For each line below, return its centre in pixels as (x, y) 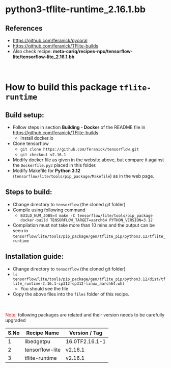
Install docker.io (37, 138)
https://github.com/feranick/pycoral (50, 40)
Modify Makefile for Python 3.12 (46, 170)
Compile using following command (49, 210)
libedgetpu (38, 341)
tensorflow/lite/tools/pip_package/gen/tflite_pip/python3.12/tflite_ (89, 236)
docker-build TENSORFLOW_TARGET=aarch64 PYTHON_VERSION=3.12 (86, 220)
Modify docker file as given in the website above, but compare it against (88, 160)
